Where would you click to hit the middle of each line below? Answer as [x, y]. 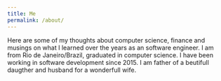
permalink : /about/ [36, 20]
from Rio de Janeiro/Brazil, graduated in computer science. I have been [110, 55]
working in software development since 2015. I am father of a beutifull [108, 62]
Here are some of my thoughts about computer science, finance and [106, 40]
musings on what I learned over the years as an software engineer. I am [110, 47]
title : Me [22, 14]
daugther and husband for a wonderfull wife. [72, 70]
